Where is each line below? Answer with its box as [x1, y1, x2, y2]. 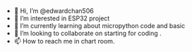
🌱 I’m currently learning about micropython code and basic [13, 22, 186, 30]
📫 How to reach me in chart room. [13, 37, 115, 45]
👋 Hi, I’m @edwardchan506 [13, 7, 94, 15]
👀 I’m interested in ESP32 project [13, 14, 110, 22]
